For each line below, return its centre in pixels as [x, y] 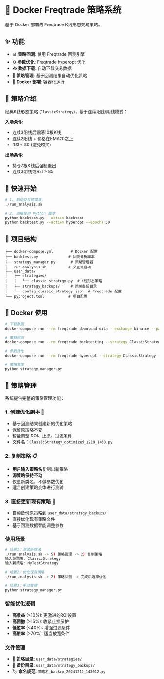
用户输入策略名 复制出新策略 [40, 469]
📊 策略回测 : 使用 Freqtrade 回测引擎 [49, 54]
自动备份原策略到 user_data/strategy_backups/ [60, 513]
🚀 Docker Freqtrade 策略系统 [63, 10]
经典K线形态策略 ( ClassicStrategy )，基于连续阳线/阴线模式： [66, 111]
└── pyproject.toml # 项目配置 [46, 296]
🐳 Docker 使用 [26, 312]
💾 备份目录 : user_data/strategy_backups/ [53, 665]
